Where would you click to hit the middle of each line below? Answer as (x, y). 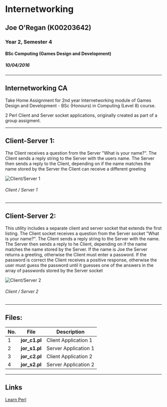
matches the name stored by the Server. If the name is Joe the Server (76, 249)
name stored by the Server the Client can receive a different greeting (76, 169)
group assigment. (23, 120)
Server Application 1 (70, 348)
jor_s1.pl (31, 348)
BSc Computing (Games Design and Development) (58, 54)
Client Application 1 (70, 340)
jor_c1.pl (31, 340)
